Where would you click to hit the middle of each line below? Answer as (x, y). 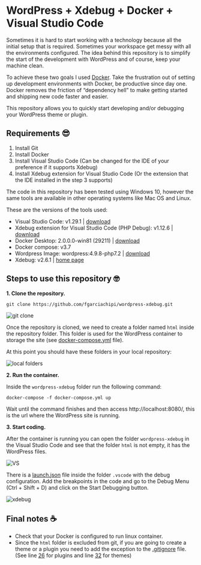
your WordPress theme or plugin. (47, 114)
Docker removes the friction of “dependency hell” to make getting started (97, 90)
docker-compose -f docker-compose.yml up (59, 398)
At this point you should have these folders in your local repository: (89, 351)
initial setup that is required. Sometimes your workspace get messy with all (99, 46)
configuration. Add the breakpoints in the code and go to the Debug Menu (98, 481)
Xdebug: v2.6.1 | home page (49, 260)
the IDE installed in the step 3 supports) (64, 180)
